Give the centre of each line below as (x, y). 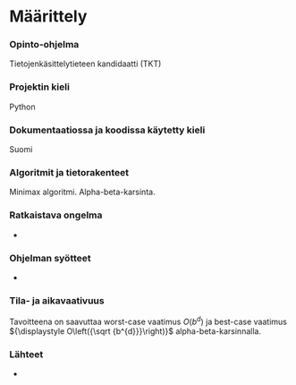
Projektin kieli (39, 87)
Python (22, 107)
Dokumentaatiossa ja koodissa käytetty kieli (107, 130)
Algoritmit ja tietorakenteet (69, 172)
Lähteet (26, 354)
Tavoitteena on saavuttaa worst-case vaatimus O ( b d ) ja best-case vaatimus (148, 321)
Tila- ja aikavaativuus (57, 300)
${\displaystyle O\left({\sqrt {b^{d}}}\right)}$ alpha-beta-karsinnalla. (135, 331)
